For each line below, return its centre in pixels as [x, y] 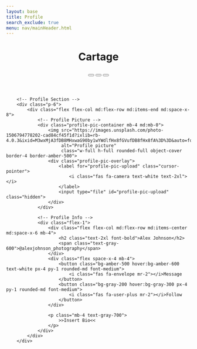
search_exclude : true [33, 22]
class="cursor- [161, 166]
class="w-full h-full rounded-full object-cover [122, 151]
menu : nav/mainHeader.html [39, 28]
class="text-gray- [96, 244]
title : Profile [25, 17]
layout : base [22, 11]
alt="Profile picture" [89, 146]
